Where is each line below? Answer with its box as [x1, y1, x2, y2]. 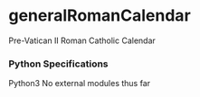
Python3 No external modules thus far [8, 78, 151, 89]
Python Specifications [8, 57, 110, 70]
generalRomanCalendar [8, 5, 191, 26]
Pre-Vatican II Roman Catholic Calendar [8, 35, 156, 46]
